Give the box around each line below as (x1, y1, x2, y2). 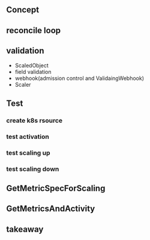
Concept (6, 5, 40, 15)
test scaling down (6, 165, 59, 173)
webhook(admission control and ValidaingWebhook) (14, 75, 145, 82)
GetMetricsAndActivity (6, 204, 95, 214)
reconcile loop (6, 25, 61, 35)
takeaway (6, 224, 44, 234)
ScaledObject (14, 61, 49, 69)
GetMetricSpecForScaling (6, 183, 106, 194)
